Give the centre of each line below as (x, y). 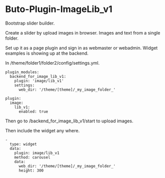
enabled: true (33, 111)
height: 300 (31, 170)
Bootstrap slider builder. (30, 23)
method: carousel (32, 157)
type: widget (23, 144)
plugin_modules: (22, 72)
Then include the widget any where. (43, 130)
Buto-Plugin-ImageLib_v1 (59, 9)
